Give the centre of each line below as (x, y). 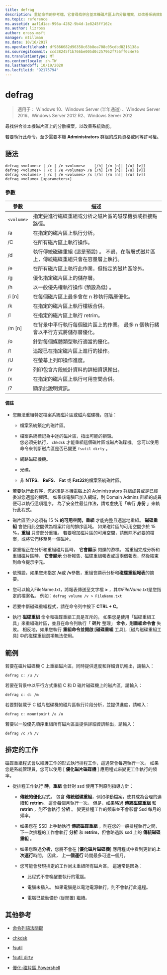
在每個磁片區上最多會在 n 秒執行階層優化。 (83, 297)
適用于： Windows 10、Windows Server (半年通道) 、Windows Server (89, 109)
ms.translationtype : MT (30, 56)
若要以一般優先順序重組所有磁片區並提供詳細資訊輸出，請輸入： (70, 724)
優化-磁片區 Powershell (36, 968)
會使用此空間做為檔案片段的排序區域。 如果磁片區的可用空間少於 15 (87, 527)
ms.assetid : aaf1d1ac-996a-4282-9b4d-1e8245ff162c (59, 24)
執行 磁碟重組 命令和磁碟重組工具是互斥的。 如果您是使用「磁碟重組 (82, 617)
